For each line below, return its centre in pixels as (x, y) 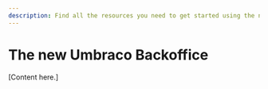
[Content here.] (33, 77)
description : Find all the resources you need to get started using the (132, 15)
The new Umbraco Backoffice (108, 54)
